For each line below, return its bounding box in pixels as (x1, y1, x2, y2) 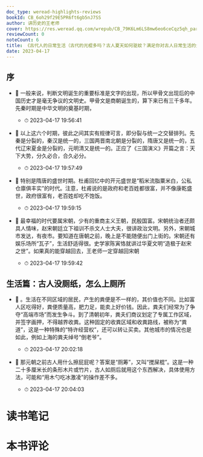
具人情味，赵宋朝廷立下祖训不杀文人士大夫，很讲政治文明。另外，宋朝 (14, 224, 190, 232)
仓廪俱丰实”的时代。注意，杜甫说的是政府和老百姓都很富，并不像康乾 (14, 184, 187, 192)
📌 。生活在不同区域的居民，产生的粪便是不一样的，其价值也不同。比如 (14, 296, 190, 303)
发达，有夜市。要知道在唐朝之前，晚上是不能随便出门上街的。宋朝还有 (20, 232, 195, 239)
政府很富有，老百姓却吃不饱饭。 (25, 192, 106, 199)
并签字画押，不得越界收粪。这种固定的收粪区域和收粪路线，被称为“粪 (14, 319, 187, 326)
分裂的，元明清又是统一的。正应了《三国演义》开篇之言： (47, 144, 190, 152)
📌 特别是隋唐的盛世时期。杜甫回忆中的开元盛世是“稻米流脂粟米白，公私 (14, 177, 192, 184)
